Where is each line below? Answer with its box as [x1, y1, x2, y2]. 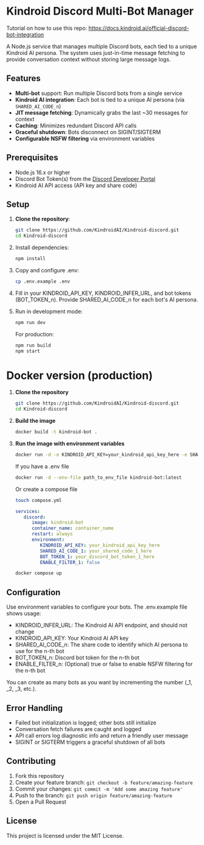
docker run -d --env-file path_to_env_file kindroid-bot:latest [15, 474, 182, 481]
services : [15, 508, 41, 514]
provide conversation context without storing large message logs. [6, 55, 171, 63]
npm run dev [15, 319, 46, 325]
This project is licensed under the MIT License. [6, 832, 124, 839]
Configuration [6, 587, 61, 598]
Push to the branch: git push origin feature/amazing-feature [15, 791, 172, 799]
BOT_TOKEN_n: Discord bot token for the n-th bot [15, 654, 140, 662]
